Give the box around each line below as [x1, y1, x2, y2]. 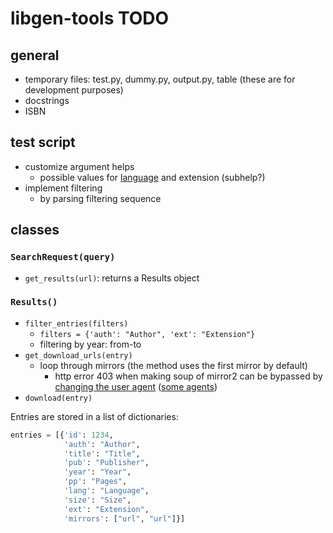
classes [10, 222, 60, 239]
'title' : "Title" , [63, 448, 141, 459]
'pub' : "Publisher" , [63, 458, 150, 468]
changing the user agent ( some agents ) [54, 380, 218, 392]
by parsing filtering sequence [39, 192, 162, 204]
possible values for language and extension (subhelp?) [39, 171, 266, 183]
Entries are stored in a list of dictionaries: [10, 410, 179, 422]
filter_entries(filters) [24, 318, 129, 329]
